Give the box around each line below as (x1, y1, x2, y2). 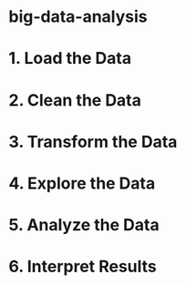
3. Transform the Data (8, 131, 178, 152)
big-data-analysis (8, 6, 148, 27)
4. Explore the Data (8, 173, 156, 193)
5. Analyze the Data (8, 215, 160, 236)
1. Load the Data (8, 48, 132, 69)
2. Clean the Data (8, 89, 142, 110)
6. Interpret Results (8, 257, 157, 277)
